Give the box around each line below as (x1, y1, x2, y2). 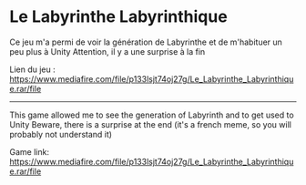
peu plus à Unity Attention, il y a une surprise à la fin (9, 46, 206, 57)
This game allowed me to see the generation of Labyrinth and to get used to (9, 109, 294, 120)
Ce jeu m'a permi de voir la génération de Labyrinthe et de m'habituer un (9, 36, 282, 47)
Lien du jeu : (9, 64, 56, 75)
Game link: (9, 146, 50, 157)
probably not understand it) (9, 128, 112, 139)
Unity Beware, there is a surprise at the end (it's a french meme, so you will (9, 118, 291, 129)
